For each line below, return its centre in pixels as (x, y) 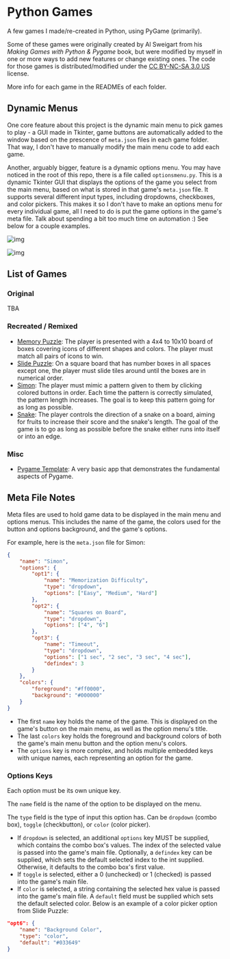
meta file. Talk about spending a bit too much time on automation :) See (108, 218)
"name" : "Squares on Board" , (85, 612)
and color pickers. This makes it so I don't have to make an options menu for (115, 204)
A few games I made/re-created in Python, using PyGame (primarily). (104, 31)
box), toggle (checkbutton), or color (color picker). (79, 824)
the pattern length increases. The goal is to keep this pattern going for (116, 400)
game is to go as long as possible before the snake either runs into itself (118, 429)
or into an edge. (39, 436)
